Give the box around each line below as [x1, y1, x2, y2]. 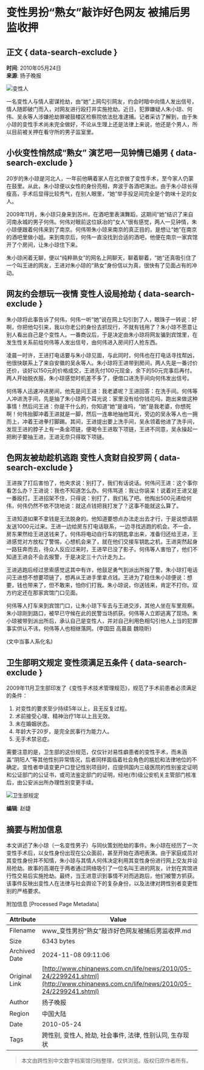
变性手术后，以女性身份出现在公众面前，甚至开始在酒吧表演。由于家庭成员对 [6, 849, 198, 857]
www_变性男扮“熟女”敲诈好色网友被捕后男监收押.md [41, 927, 191, 935]
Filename [9, 926, 36, 935]
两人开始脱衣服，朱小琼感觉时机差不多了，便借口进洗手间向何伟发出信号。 [6, 374, 192, 382]
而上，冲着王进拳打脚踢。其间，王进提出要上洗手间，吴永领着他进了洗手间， [6, 418, 198, 425]
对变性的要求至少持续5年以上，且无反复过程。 [15, 705, 131, 712]
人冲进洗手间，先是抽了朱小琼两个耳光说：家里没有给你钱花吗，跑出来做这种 [6, 394, 198, 402]
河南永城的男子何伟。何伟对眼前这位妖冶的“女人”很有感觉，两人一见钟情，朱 [6, 218, 197, 226]
